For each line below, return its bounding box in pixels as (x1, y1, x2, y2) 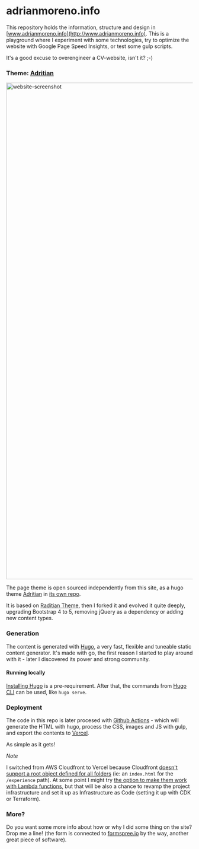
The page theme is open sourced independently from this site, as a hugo (6, 584, 184, 591)
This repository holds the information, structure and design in (6, 24, 156, 31)
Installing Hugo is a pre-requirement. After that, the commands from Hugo (6, 682, 187, 689)
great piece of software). (6, 836, 67, 843)
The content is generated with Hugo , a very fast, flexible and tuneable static (6, 643, 191, 650)
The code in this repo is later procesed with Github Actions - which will (6, 717, 179, 724)
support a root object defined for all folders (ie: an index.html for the (6, 770, 174, 777)
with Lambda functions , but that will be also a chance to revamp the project (6, 783, 190, 790)
